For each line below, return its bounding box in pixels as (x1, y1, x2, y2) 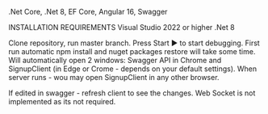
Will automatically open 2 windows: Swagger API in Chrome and (8, 56, 222, 65)
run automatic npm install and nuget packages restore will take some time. (8, 47, 256, 56)
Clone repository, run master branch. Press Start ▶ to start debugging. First (8, 38, 260, 48)
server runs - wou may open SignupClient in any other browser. (8, 73, 220, 82)
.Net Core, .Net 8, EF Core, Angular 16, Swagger (8, 7, 168, 16)
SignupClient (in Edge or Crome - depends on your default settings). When (8, 64, 258, 74)
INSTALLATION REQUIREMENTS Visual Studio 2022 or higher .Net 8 (8, 23, 236, 32)
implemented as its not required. (8, 97, 116, 106)
